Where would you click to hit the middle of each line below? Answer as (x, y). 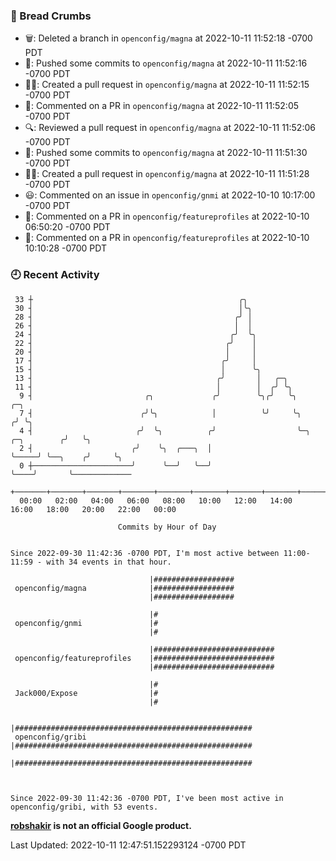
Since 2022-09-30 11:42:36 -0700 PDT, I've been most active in (147, 798)
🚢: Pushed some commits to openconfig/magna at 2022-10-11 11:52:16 (166, 63)
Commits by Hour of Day (167, 527)
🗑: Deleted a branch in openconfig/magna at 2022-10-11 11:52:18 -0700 (168, 38)
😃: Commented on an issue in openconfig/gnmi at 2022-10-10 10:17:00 (170, 195)
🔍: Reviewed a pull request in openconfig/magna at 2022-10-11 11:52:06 (170, 128)
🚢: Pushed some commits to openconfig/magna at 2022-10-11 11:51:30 (166, 153)
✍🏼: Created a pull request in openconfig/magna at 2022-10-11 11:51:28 (167, 174)
